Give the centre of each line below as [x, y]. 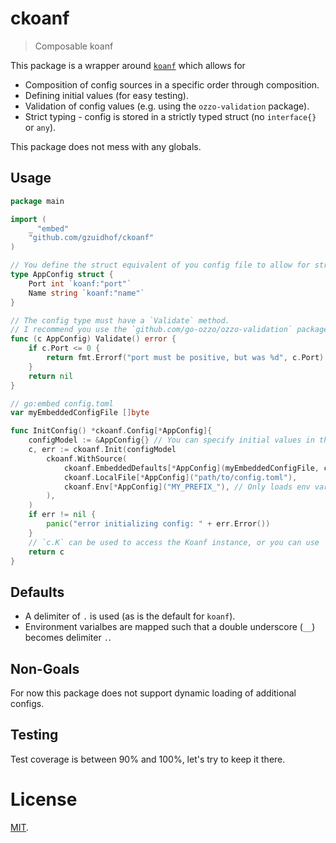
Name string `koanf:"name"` [86, 293]
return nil [51, 376]
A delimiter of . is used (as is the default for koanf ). [130, 616]
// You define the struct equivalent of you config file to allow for [160, 265]
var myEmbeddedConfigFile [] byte [80, 413]
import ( [28, 219]
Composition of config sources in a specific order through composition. [172, 84]
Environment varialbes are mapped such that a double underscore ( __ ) [170, 627]
